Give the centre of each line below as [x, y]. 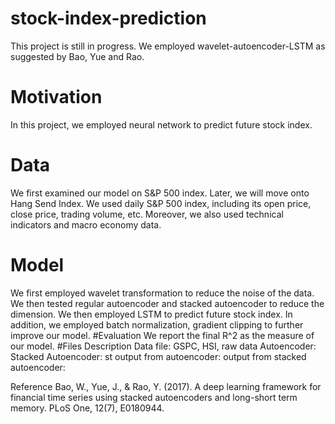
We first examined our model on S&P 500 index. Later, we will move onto [160, 193]
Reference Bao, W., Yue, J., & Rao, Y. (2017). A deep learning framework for [166, 386]
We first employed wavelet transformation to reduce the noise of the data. [162, 293]
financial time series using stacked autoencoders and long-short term [154, 397]
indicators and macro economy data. [86, 224]
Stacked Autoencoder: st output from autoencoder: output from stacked [158, 356]
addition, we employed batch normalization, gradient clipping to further [157, 324]
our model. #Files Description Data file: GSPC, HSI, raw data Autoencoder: [163, 346]
